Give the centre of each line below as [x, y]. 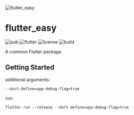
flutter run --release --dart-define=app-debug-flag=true [67, 107]
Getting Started [30, 68]
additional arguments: [28, 79]
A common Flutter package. [34, 51]
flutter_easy [31, 28]
